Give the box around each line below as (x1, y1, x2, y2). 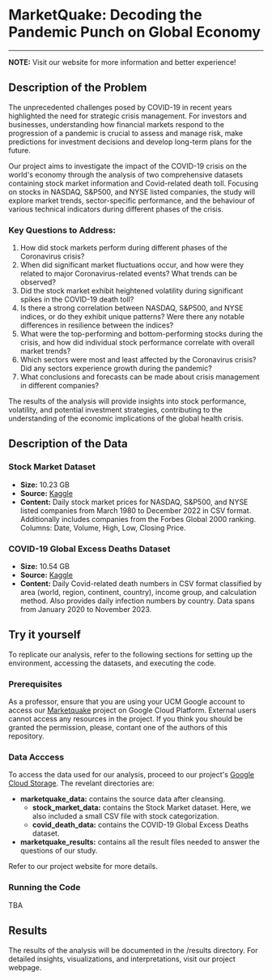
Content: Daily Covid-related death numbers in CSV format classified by (19, 579, 262, 588)
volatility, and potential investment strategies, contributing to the (8, 405, 223, 415)
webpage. (8, 962, 42, 972)
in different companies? (19, 381, 100, 391)
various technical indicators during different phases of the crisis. (8, 204, 224, 214)
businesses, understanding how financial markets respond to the (8, 119, 225, 129)
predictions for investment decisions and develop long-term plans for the (8, 136, 253, 147)
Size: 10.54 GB (19, 562, 70, 571)
